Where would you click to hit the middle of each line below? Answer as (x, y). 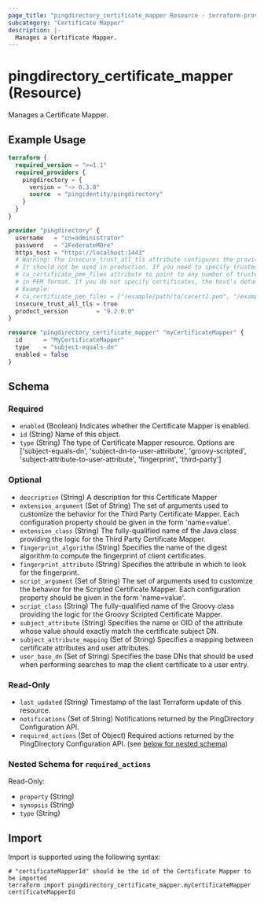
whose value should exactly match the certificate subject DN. (119, 631)
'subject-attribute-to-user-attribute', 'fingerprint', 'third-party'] (120, 459)
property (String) (47, 797)
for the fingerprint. (49, 572)
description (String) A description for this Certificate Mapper (118, 497)
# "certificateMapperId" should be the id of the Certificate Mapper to (130, 872)
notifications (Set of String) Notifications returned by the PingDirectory (137, 718)
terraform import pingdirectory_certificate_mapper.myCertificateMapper (130, 885)
